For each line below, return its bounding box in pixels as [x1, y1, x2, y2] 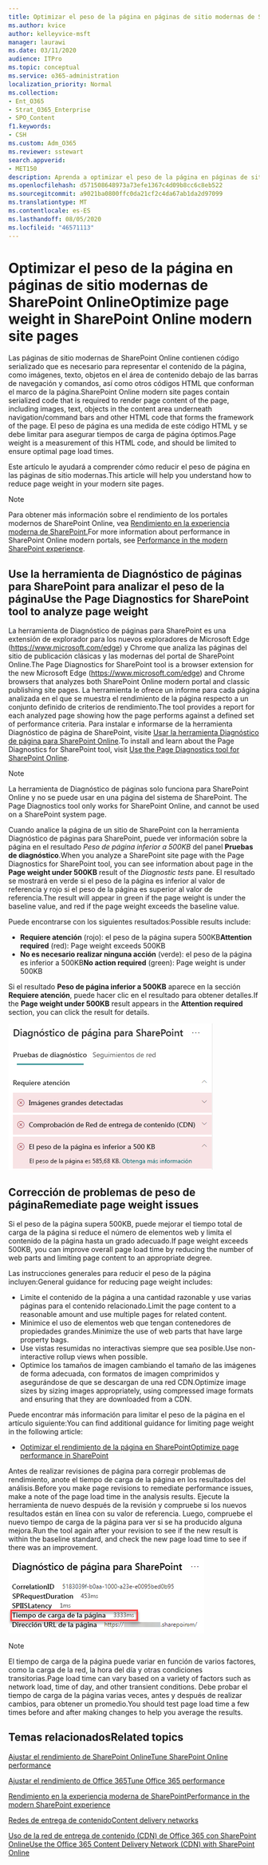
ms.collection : [8, 89, 59, 97]
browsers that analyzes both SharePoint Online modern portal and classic [8, 677, 250, 686]
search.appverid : [8, 156, 66, 164]
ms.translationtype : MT [8, 198, 88, 207]
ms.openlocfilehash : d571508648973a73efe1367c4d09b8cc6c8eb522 [8, 181, 223, 189]
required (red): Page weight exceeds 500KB [19, 941, 166, 951]
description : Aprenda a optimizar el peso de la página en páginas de [8, 173, 248, 181]
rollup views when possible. [56, 1352, 148, 1362]
